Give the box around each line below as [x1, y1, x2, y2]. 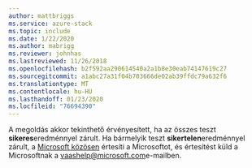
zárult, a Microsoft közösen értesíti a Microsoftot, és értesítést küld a [8, 142, 238, 152]
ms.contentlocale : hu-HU [8, 87, 93, 96]
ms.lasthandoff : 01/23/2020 [8, 95, 104, 103]
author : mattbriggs [8, 11, 75, 20]
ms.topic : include [8, 27, 71, 35]
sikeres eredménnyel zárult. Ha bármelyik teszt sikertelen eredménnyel [8, 133, 245, 143]
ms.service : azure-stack [8, 19, 93, 28]
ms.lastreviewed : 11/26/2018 [8, 58, 107, 66]
